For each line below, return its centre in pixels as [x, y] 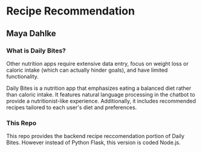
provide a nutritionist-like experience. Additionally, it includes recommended [101, 101]
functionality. [23, 76]
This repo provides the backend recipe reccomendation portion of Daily [95, 136]
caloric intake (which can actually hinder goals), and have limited [87, 70]
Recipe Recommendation [70, 11]
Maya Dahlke [31, 33]
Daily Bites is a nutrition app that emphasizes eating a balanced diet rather [99, 88]
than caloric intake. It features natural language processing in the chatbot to [101, 94]
